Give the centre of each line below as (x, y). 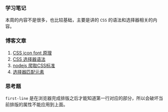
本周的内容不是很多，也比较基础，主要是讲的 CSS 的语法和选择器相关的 (79, 20)
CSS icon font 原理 (32, 53)
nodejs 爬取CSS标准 (34, 65)
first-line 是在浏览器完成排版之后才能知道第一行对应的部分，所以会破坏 (82, 98)
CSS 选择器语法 (29, 59)
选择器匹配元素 (28, 71)
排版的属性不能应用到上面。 (38, 104)
